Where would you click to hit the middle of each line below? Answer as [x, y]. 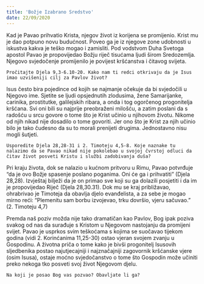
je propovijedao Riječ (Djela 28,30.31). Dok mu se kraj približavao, [88, 187]
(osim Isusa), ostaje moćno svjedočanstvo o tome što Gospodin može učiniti [102, 257]
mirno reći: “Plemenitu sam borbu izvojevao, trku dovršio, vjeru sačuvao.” [98, 200]
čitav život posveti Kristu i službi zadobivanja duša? [79, 156]
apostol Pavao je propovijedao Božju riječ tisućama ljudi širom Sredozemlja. [101, 54]
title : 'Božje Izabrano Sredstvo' [50, 12]
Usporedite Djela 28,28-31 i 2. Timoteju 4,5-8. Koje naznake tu [91, 145]
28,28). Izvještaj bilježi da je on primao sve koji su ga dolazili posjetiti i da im [102, 180]
